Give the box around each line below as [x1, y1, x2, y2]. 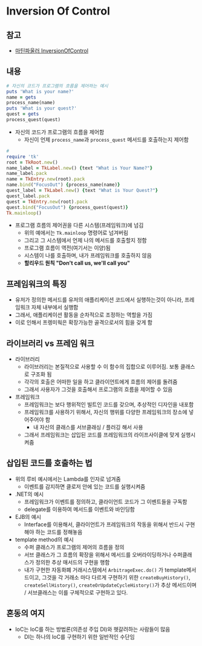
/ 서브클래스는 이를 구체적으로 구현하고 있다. [24, 588, 128, 596]
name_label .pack [6, 171, 47, 177]
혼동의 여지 [6, 608, 45, 619]
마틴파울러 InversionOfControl [15, 47, 89, 54]
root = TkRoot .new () [6, 159, 59, 165]
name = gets [6, 94, 36, 101]
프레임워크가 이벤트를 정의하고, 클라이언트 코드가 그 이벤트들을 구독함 [24, 498, 187, 505]
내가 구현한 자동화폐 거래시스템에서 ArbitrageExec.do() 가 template [24, 566, 187, 573]
